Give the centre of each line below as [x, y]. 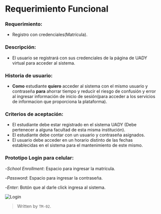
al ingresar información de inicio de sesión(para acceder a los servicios [84, 97]
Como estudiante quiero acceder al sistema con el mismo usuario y [80, 86]
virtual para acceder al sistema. [44, 63]
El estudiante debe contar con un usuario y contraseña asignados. [78, 135]
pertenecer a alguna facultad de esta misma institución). [69, 130]
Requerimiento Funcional [57, 9]
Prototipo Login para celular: [39, 158]
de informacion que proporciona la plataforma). [60, 102]
